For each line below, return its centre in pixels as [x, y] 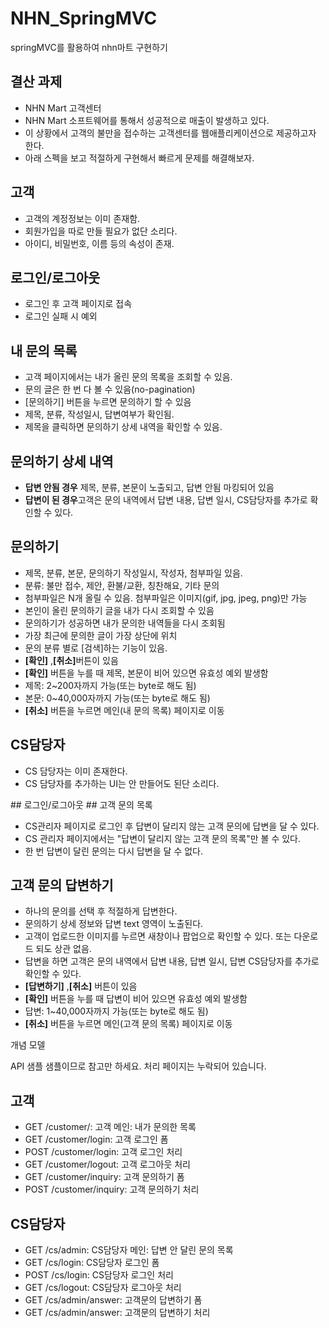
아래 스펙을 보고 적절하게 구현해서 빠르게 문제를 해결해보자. [139, 158]
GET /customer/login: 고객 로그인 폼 [96, 1139]
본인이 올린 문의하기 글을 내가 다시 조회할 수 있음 [119, 610]
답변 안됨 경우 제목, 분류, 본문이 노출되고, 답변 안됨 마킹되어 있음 [149, 487]
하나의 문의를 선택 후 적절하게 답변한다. [101, 911]
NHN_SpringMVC [84, 18]
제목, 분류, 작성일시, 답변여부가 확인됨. [99, 414]
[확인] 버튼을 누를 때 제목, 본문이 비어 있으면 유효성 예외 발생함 [146, 673]
